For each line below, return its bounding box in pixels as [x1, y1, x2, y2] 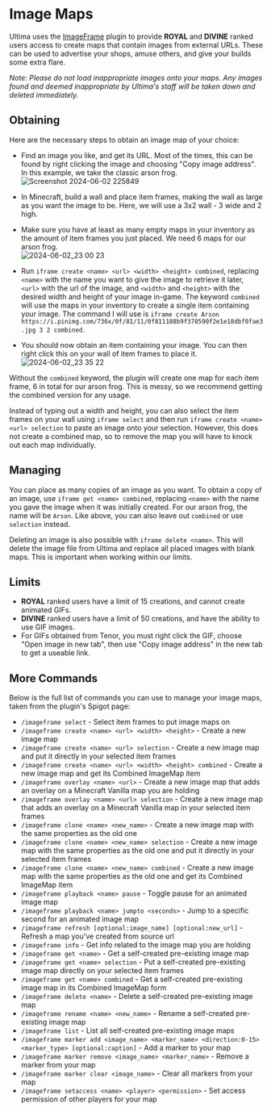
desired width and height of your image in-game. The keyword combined [20, 291, 261, 301]
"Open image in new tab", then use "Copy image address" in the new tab [20, 639, 263, 650]
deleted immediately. [9, 90, 79, 99]
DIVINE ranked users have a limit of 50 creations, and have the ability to [20, 614, 261, 624]
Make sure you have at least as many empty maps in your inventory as [20, 224, 256, 234]
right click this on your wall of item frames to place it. [20, 349, 198, 358]
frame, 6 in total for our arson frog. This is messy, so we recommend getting [9, 381, 263, 391]
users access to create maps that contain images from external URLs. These [9, 40, 264, 49]
